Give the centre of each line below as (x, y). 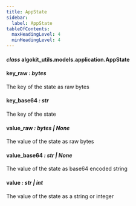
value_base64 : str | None (39, 155)
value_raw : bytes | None (38, 128)
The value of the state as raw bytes (50, 141)
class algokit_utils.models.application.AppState (68, 59)
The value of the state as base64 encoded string (67, 169)
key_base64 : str (28, 101)
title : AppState (27, 12)
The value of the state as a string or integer (60, 196)
